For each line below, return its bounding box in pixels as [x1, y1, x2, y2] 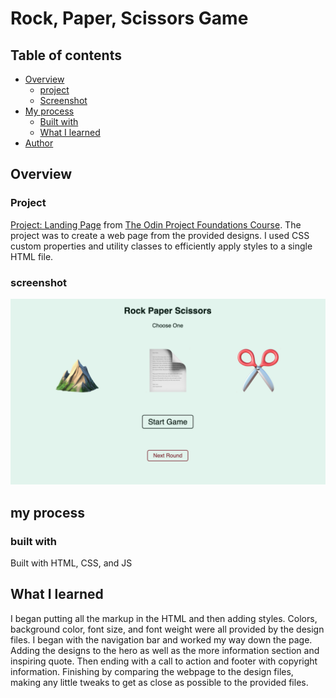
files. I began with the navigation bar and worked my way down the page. [10, 633, 313, 646]
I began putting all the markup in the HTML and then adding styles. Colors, [10, 612, 318, 624]
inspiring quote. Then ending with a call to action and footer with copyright [10, 655, 318, 667]
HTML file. [10, 250, 54, 262]
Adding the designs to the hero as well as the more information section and [10, 644, 320, 656]
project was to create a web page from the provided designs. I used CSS [10, 229, 310, 241]
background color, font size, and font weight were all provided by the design [10, 623, 325, 635]
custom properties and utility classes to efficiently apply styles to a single [10, 240, 313, 252]
